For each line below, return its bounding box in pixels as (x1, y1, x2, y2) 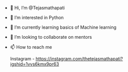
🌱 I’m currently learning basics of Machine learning (10, 24, 117, 30)
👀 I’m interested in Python (10, 15, 64, 20)
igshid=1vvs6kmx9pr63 (10, 61, 59, 67)
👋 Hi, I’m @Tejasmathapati (10, 5, 65, 11)
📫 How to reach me (10, 44, 52, 50)
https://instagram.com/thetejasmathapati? (35, 56, 123, 61)
